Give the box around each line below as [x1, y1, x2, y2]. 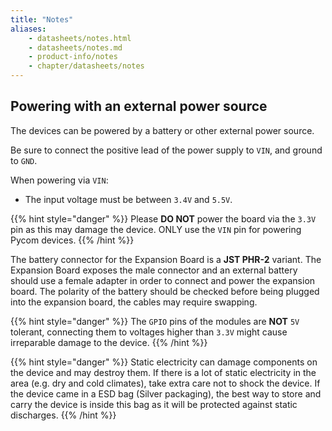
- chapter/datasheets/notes [28, 61, 145, 71]
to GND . [10, 154, 38, 166]
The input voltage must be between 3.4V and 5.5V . [24, 193, 233, 205]
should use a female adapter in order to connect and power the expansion [10, 274, 316, 286]
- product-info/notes [28, 52, 118, 62]
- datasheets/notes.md [28, 42, 123, 53]
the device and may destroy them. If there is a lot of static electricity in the [10, 366, 317, 378]
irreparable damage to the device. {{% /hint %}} [10, 336, 208, 348]
